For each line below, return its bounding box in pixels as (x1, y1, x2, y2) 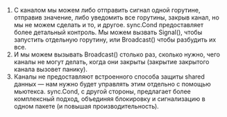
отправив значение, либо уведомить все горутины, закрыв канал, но (13, 13, 220, 22)
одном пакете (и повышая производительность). (13, 102, 160, 110)
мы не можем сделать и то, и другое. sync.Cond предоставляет (13, 21, 203, 29)
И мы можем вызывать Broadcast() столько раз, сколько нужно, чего (13, 50, 221, 58)
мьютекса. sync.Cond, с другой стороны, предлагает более (13, 87, 191, 95)
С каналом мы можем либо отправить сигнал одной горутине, (13, 6, 201, 14)
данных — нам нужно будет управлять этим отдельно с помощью (13, 80, 212, 88)
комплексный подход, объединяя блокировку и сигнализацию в (13, 95, 206, 103)
